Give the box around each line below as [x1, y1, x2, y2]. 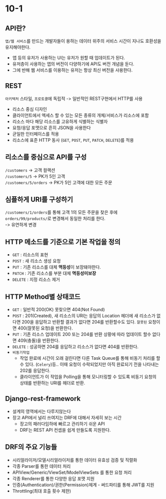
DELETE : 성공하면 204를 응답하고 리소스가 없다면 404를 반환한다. [12, 344, 139, 350]
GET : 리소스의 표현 [12, 252, 49, 258]
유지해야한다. [5, 44, 31, 50]
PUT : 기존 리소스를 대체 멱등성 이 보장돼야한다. [12, 264, 101, 270]
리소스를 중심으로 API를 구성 [5, 153, 87, 162]
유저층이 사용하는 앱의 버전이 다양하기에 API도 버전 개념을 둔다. [12, 61, 135, 67]
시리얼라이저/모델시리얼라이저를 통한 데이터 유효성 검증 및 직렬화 [12, 457, 137, 463]
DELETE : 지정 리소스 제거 [12, 277, 60, 282]
